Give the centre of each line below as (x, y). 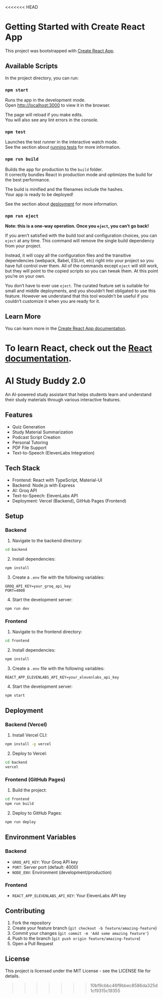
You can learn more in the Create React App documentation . (66, 328)
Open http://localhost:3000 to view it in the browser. (58, 105)
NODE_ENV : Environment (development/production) (62, 872)
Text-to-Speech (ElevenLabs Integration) (53, 453)
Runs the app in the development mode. (45, 100)
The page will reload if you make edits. (44, 115)
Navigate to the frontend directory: (47, 632)
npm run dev (17, 609)
